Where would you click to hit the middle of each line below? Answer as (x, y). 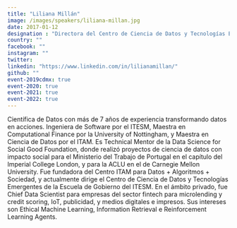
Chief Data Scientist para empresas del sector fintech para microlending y (115, 194)
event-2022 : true (33, 100)
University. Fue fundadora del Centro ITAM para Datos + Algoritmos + (109, 172)
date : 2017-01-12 (33, 27)
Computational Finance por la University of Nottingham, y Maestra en (108, 134)
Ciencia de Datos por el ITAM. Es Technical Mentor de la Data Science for (114, 142)
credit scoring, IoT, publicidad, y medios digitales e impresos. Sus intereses (117, 202)
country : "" (25, 40)
